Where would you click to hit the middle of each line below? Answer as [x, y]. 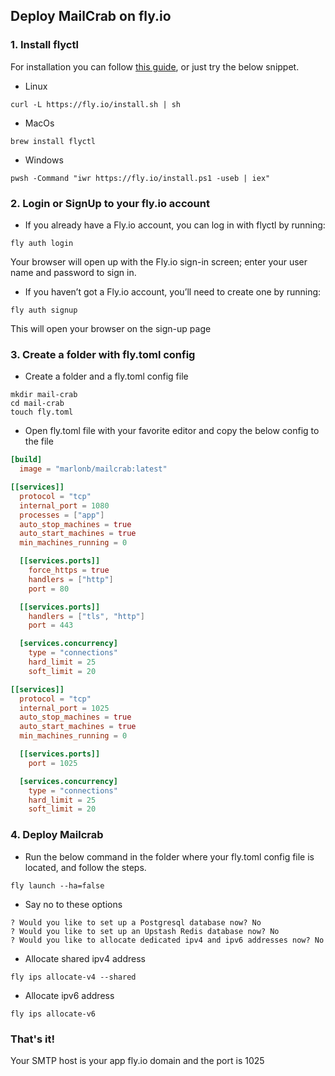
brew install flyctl [53, 141]
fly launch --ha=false [57, 885]
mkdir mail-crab [44, 395]
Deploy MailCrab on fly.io [91, 16]
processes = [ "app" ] [62, 515]
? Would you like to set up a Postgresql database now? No [136, 922]
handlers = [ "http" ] [71, 579]
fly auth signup [44, 310]
